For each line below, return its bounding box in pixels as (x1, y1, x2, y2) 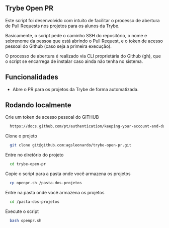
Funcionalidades (5, 73, 59, 82)
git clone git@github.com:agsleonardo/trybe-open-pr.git (10, 143, 132, 148)
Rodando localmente (5, 101, 71, 110)
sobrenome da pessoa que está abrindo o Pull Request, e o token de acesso (5, 38, 163, 44)
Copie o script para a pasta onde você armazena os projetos (5, 171, 131, 177)
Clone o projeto (5, 133, 38, 139)
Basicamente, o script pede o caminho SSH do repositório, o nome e (5, 32, 147, 38)
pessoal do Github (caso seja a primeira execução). (5, 43, 112, 49)
